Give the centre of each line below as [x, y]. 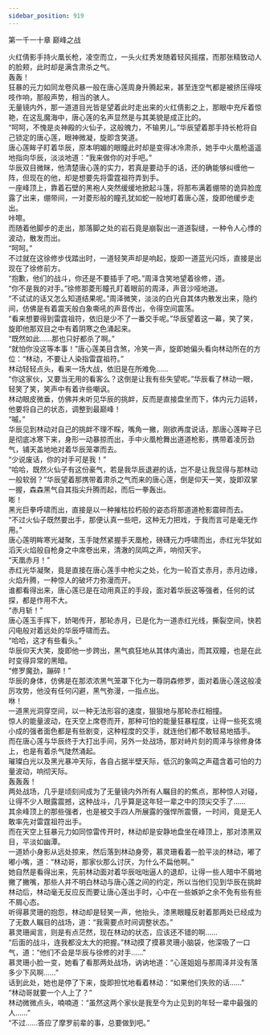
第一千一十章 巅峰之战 [45, 39]
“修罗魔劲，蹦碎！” [40, 670]
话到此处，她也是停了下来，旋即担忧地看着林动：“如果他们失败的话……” [127, 982]
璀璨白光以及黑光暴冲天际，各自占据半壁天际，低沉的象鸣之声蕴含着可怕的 [131, 761]
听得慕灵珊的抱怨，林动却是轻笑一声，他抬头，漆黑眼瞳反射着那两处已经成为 [135, 912]
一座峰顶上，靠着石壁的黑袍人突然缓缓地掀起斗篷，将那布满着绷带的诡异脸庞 [135, 188]
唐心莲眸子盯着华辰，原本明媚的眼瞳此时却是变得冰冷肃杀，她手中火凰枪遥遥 [135, 147]
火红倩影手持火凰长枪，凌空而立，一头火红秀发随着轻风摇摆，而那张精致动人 [135, 56]
